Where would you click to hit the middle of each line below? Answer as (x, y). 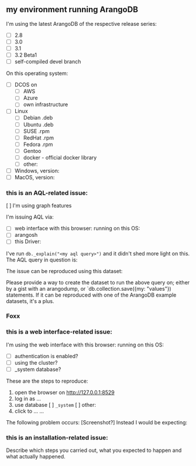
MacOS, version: (35, 177)
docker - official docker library (60, 157)
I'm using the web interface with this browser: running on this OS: (85, 345)
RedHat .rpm (39, 138)
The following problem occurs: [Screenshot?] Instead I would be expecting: (97, 422)
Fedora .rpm (38, 144)
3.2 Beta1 (25, 55)
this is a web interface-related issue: (59, 332)
